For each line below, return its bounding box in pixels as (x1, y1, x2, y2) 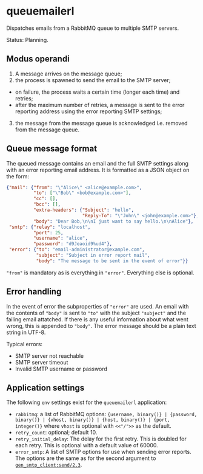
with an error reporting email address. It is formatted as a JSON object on (6, 166, 190, 173)
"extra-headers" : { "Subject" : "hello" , (33, 207, 135, 214)
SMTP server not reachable (15, 352, 84, 360)
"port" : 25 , (33, 229, 64, 235)
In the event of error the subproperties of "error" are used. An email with (6, 302, 189, 310)
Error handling (6, 287, 62, 297)
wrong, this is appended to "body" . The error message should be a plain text (6, 322, 196, 329)
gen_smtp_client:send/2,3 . (15, 461, 82, 469)
